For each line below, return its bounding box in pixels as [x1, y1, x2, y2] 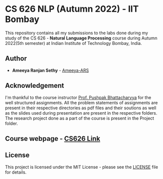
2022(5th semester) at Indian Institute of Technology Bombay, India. [5, 40, 143, 46]
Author [5, 55, 27, 63]
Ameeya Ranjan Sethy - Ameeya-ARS [12, 67, 89, 73]
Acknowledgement [5, 81, 64, 90]
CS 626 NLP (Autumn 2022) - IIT [5, 3, 139, 15]
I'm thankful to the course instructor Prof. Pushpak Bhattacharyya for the [5, 94, 151, 100]
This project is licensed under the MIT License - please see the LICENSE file [5, 164, 159, 170]
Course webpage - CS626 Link [5, 134, 101, 142]
